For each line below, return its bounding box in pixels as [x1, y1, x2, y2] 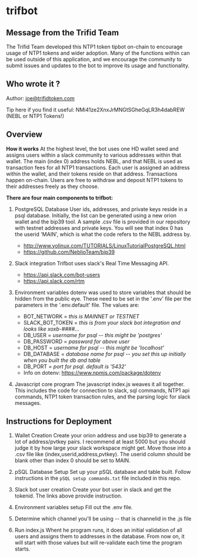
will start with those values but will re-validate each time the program [14, 539, 182, 546]
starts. [14, 545, 31, 552]
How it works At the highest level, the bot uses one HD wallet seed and [6, 145, 179, 152]
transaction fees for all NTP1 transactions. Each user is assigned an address [6, 164, 190, 171]
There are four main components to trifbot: [6, 194, 113, 201]
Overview [6, 130, 43, 140]
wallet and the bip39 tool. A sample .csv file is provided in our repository [14, 218, 191, 225]
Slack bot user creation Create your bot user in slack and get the [14, 486, 172, 493]
